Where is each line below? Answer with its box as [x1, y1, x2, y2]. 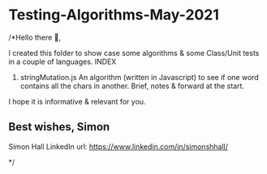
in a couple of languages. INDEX [8, 57, 117, 66]
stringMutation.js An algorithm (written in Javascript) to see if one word [19, 72, 260, 82]
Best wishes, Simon [8, 120, 110, 134]
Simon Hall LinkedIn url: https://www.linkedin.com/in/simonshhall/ [8, 142, 229, 151]
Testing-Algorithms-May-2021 [8, 6, 219, 24]
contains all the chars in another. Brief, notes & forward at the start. [19, 81, 245, 91]
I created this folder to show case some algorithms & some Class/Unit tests [8, 48, 260, 57]
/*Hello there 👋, [8, 32, 62, 42]
